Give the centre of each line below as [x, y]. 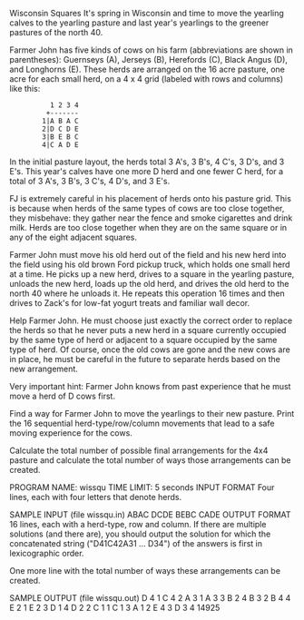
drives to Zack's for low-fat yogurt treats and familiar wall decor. [130, 303]
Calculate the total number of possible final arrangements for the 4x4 [139, 450]
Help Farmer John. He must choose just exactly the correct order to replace [151, 320]
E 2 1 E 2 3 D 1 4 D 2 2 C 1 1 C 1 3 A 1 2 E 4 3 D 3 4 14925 [115, 608]
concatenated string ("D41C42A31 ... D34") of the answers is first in [136, 543]
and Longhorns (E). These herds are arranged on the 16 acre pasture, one [147, 69]
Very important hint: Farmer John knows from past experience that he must [150, 386]
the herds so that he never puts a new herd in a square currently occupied [148, 330]
